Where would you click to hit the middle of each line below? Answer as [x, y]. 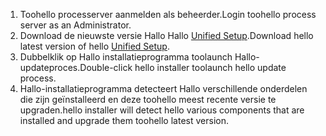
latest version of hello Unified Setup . [94, 46]
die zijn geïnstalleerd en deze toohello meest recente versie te [148, 99]
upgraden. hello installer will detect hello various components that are [162, 110]
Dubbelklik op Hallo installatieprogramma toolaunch [126, 57]
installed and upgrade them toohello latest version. [124, 120]
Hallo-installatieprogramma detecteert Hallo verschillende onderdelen [163, 88]
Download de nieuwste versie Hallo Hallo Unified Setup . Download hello [166, 35]
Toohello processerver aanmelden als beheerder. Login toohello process [168, 14]
